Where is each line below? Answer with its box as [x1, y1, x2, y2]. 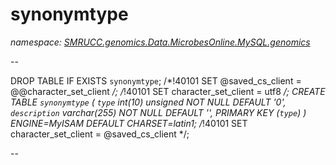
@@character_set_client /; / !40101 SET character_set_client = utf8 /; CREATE [10, 85, 326, 97]
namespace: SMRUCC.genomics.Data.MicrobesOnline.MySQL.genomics [10, 36, 311, 48]
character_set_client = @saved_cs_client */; [10, 128, 190, 140]
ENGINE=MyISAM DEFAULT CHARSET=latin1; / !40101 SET [10, 117, 248, 129]
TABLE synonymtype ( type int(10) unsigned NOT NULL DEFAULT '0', [10, 96, 287, 108]
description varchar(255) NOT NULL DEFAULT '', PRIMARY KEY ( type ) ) [10, 106, 307, 118]
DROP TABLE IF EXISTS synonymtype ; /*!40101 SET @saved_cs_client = [10, 74, 302, 87]
